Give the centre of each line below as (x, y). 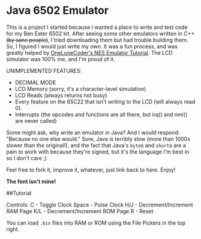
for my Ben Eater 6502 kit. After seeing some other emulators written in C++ (100, 33)
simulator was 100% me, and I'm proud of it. (61, 59)
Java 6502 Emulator (58, 11)
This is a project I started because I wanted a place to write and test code (97, 27)
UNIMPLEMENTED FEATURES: (44, 70)
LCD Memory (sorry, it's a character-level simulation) (80, 88)
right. (13, 229)
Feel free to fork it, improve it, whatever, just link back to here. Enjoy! (91, 170)
